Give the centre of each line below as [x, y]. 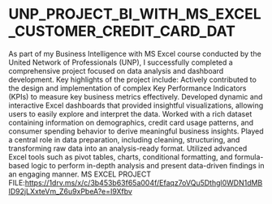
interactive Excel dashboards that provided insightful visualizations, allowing [136, 105]
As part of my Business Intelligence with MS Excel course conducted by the [135, 53]
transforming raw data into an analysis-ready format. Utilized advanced [128, 148]
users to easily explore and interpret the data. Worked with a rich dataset [130, 113]
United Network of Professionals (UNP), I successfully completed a [121, 62]
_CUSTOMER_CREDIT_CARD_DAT [122, 31]
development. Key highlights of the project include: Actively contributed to [133, 79]
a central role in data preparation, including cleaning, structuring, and [124, 139]
